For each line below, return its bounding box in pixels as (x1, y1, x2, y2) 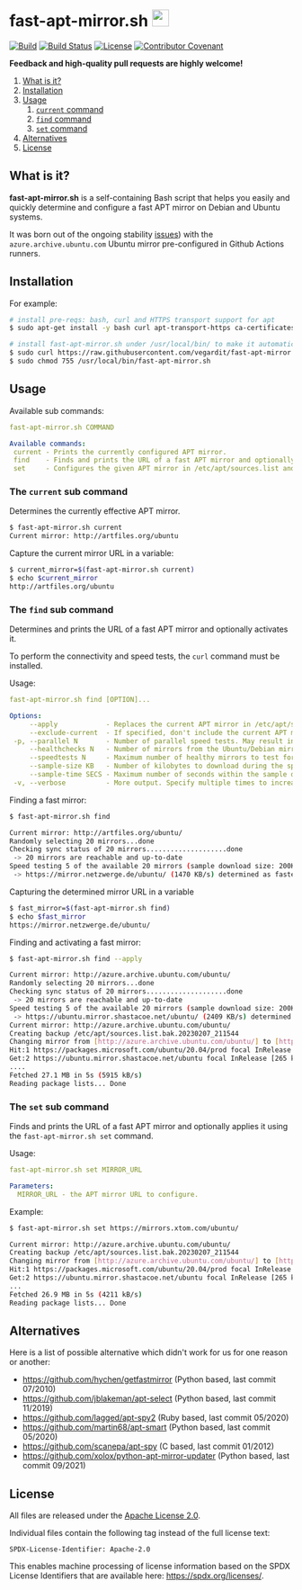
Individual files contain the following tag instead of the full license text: (9, 1528, 271, 1539)
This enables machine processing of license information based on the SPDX (9, 1561, 290, 1572)
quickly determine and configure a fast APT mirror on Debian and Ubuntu (9, 202, 280, 212)
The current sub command (9, 486, 129, 499)
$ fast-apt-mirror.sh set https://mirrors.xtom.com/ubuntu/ (9, 1224, 240, 1233)
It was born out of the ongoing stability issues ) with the (9, 229, 214, 239)
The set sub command (9, 1100, 110, 1113)
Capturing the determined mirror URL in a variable (9, 886, 195, 897)
